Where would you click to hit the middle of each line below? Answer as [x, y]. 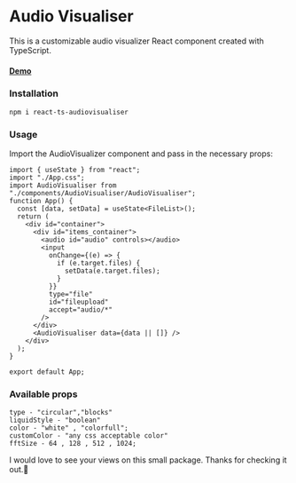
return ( [33, 217]
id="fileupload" [78, 302]
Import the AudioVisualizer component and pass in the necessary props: [141, 154]
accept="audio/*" [81, 310]
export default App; [47, 372]
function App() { [41, 202]
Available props [43, 394]
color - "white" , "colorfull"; [69, 428]
